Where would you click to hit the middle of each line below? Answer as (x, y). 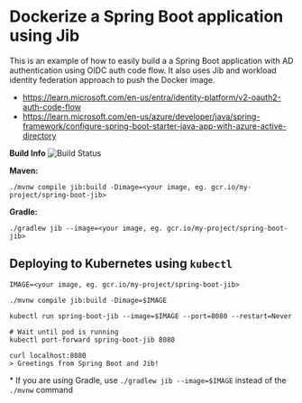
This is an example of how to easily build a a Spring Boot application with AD (151, 60)
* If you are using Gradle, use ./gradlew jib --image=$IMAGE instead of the (148, 380)
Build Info (28, 153)
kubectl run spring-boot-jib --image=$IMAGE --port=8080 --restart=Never (151, 316)
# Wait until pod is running (64, 332)
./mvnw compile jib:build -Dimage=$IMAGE (88, 300)
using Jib (45, 36)
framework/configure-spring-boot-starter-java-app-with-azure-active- (154, 126)
